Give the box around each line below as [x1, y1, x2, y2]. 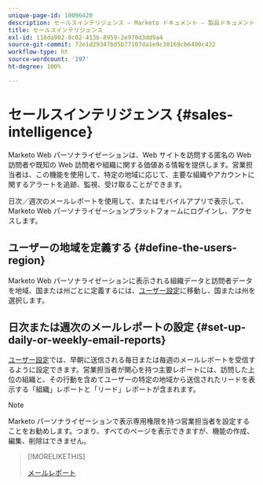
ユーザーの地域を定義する [8, 241, 132, 255]
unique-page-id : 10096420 [8, 11, 93, 20]
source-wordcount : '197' [8, 56, 89, 64]
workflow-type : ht [8, 48, 68, 56]
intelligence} [8, 123, 93, 141]
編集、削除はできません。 [8, 436, 91, 446]
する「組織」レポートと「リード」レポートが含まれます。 [14, 384, 200, 394]
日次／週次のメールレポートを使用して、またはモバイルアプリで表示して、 [8, 196, 248, 205]
